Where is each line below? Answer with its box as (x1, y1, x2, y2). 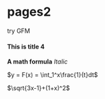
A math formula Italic (7, 57, 68, 66)
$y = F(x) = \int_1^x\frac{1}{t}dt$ (7, 71, 98, 79)
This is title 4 (7, 42, 45, 51)
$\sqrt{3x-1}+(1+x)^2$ (7, 84, 70, 92)
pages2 (7, 4, 51, 20)
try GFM (7, 27, 31, 35)
